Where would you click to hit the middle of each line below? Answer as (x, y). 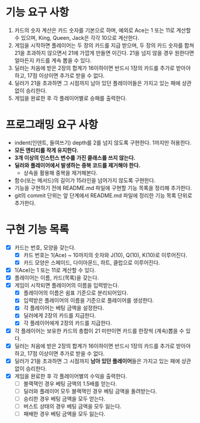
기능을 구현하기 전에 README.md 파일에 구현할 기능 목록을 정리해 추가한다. (103, 188)
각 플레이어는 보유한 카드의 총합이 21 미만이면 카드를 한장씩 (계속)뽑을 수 (99, 331)
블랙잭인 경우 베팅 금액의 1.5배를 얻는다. (70, 383)
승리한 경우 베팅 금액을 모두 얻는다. (64, 398)
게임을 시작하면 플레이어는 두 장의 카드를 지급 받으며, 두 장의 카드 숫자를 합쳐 (104, 45)
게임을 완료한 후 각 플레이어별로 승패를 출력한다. (70, 98)
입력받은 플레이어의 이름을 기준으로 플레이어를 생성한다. (89, 301)
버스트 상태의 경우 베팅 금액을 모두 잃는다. (72, 406)
